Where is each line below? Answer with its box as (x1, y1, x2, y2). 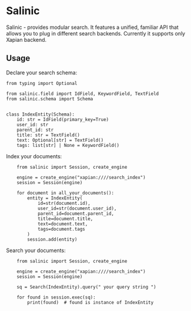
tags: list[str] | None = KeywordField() (16, 142, 119, 148)
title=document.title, (37, 215, 93, 222)
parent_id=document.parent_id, (37, 211, 115, 217)
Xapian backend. (6, 36, 47, 43)
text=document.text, (37, 221, 88, 227)
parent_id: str (16, 127, 54, 133)
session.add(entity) (27, 236, 78, 243)
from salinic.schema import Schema (6, 96, 93, 102)
